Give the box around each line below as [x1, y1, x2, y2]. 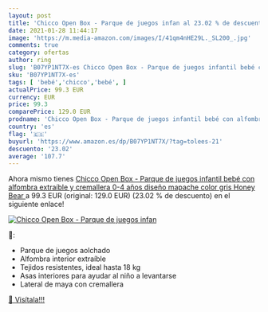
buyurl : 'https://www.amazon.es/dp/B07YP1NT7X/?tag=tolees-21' [8, 137, 223, 146]
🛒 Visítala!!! [8, 295, 45, 305]
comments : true [8, 41, 59, 49]
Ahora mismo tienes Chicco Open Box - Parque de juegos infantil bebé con [8, 174, 255, 184]
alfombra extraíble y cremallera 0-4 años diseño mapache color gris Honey [8, 182, 255, 192]
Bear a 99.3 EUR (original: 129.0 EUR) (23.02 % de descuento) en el [8, 191, 231, 201]
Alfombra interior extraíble [19, 254, 106, 263]
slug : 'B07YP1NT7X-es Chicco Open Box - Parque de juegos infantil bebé [8, 64, 255, 72]
